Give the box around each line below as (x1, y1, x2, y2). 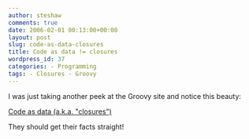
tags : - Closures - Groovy (8, 70, 97, 78)
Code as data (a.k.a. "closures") (8, 107, 112, 116)
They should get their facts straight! (8, 122, 124, 131)
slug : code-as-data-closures (8, 41, 104, 49)
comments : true (8, 19, 58, 27)
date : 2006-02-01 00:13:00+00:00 (8, 26, 118, 34)
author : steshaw (8, 11, 61, 20)
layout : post (8, 33, 51, 42)
